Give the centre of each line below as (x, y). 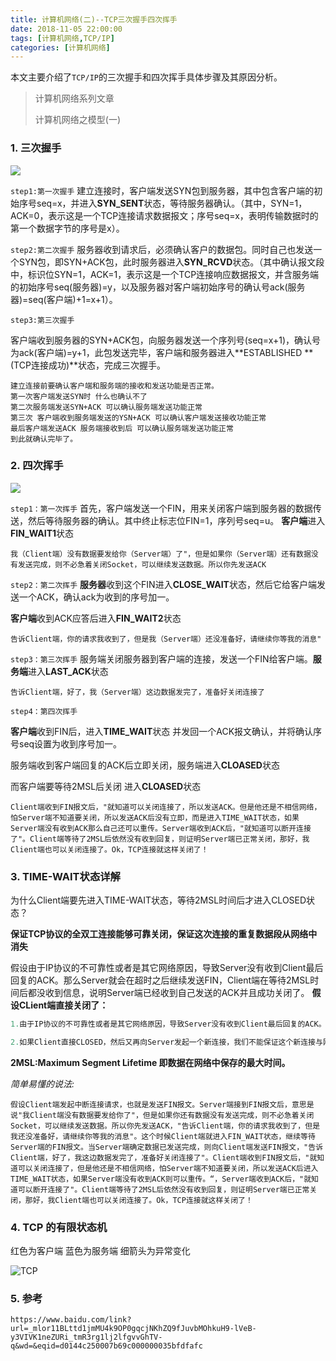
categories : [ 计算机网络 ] (60, 47)
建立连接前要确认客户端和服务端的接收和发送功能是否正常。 (114, 386)
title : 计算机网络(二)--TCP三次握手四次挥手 (94, 19)
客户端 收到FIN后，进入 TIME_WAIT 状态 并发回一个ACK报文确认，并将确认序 (166, 731)
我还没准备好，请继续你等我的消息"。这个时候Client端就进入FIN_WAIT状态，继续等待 (163, 1136)
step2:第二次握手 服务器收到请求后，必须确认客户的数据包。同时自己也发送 (162, 249)
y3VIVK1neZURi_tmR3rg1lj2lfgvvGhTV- (86, 1337)
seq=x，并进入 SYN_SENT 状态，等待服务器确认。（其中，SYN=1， (172, 203)
